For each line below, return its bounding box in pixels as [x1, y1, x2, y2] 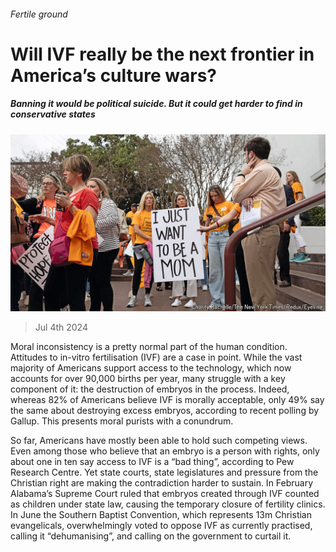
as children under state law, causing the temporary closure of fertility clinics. [10, 498, 326, 510]
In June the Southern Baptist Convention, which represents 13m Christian [10, 509, 312, 521]
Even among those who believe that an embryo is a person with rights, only [10, 445, 320, 457]
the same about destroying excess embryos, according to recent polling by [10, 405, 320, 417]
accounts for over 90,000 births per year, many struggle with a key [10, 373, 286, 385]
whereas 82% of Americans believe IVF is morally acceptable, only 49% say [10, 394, 325, 406]
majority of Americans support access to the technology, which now [10, 362, 292, 374]
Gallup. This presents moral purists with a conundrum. [10, 415, 234, 427]
